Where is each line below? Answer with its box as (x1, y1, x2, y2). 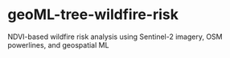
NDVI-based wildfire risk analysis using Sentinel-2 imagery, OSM (7, 32, 223, 41)
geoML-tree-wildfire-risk (7, 6, 179, 24)
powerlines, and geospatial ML (7, 40, 109, 49)
